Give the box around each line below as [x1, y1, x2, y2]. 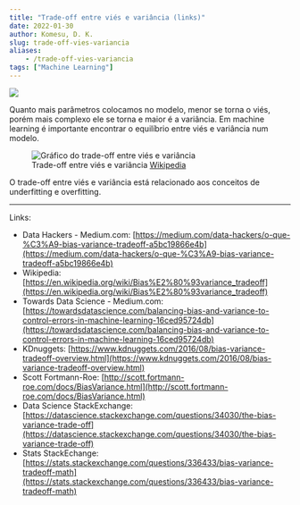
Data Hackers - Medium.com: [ [21, 229, 137, 240]
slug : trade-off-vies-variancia [9, 38, 129, 47]
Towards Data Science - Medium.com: [21, 296, 163, 307]
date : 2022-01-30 [9, 21, 74, 30]
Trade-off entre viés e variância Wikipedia [31, 159, 187, 170]
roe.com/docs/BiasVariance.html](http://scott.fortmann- [21, 381, 229, 391]
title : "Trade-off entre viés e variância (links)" [9, 13, 205, 22]
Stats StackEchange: [21, 448, 99, 459]
